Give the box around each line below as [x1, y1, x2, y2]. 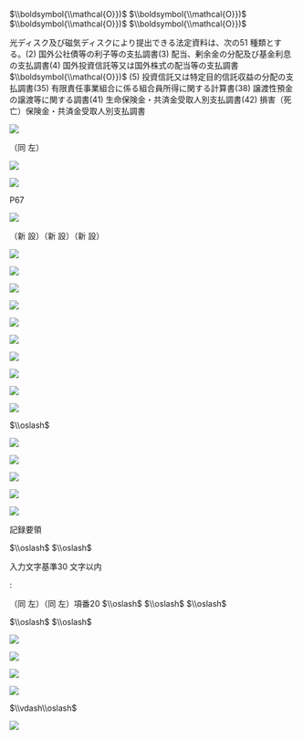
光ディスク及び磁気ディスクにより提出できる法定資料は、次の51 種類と [9, 37, 274, 47]
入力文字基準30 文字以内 [9, 561, 102, 572]
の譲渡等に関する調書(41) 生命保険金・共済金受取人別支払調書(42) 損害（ [9, 94, 285, 105]
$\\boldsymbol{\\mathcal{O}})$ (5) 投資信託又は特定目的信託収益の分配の [9, 71, 287, 82]
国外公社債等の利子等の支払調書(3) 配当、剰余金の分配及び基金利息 [37, 48, 292, 59]
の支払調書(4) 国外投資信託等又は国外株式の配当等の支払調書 [9, 60, 239, 70]
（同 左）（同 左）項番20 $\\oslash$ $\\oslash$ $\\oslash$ [9, 598, 227, 609]
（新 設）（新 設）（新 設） [9, 231, 105, 241]
